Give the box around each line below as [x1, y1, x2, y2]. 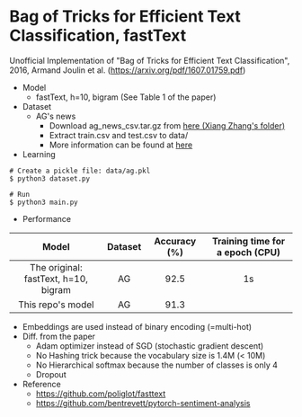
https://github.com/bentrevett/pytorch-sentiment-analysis [35, 397, 251, 408]
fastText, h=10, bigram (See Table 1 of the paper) [35, 92, 217, 102]
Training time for [211, 235, 286, 247]
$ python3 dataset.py [9, 173, 91, 183]
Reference [22, 378, 61, 389]
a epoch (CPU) [216, 245, 281, 258]
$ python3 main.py [9, 198, 78, 207]
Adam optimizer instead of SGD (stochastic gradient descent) [35, 340, 264, 351]
